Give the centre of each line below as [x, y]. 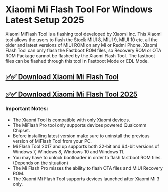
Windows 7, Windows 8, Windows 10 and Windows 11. [69, 152]
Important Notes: [27, 108]
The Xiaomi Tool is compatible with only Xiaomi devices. [71, 120]
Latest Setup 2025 [45, 20]
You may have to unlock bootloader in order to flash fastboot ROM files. [87, 158]
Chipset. [21, 131]
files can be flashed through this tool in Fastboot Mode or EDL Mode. [77, 61]
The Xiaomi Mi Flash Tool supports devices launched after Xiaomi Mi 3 [86, 179]
